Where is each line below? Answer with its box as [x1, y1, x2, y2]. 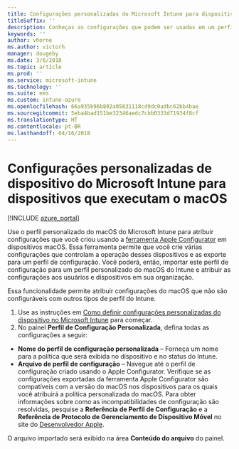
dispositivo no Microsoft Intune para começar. [17, 316, 153, 324]
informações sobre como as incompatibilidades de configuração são [17, 398, 219, 406]
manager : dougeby [7, 51, 59, 58]
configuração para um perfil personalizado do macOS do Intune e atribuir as [7, 265, 231, 274]
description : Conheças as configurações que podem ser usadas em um [7, 23, 215, 31]
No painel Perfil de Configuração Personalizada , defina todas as [17, 323, 210, 332]
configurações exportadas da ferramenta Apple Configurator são [17, 375, 208, 384]
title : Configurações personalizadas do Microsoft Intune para [7, 10, 199, 18]
